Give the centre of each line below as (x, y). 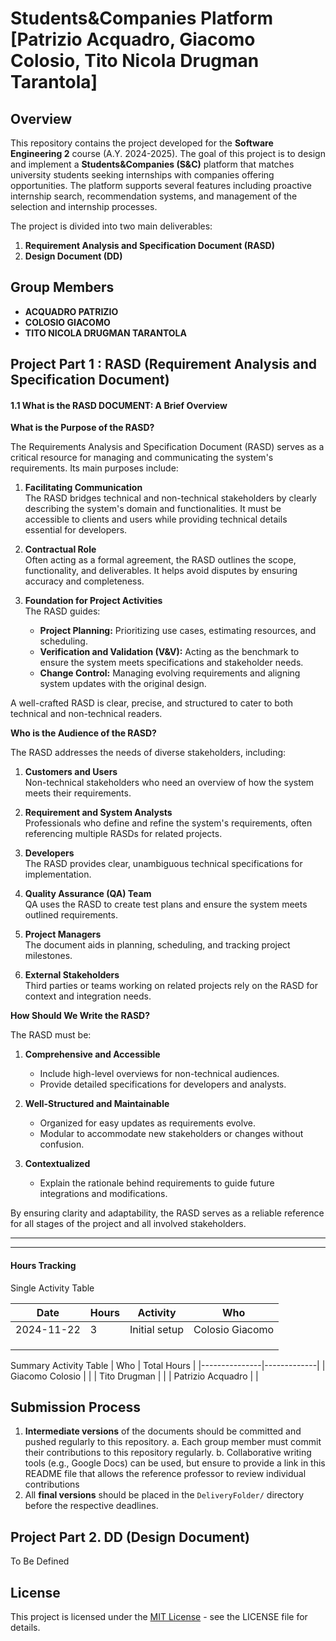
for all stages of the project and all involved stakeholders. (128, 1224)
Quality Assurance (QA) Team (88, 894)
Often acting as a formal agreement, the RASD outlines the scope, (160, 560)
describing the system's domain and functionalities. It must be (153, 509)
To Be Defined (40, 1561)
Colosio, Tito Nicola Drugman (135, 61)
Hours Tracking (43, 1265)
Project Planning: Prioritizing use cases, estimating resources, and (178, 631)
